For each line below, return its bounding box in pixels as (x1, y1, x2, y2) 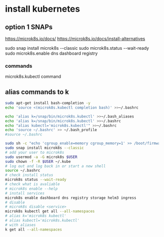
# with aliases (5, 222, 36, 227)
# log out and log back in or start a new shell (5, 163, 106, 169)
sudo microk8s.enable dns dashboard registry (5, 50, 98, 56)
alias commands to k (5, 88, 69, 96)
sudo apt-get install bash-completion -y (5, 101, 91, 106)
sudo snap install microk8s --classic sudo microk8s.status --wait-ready (5, 45, 149, 51)
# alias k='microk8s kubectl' (5, 214, 67, 218)
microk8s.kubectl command (5, 74, 61, 79)
